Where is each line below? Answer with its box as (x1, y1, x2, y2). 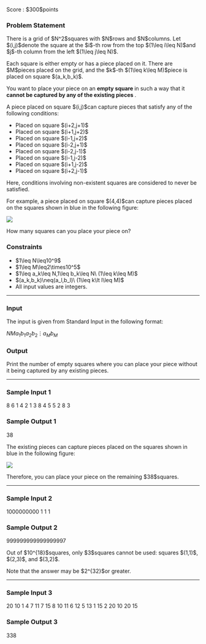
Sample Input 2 (6, 494, 52, 502)
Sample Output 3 (6, 618, 58, 626)
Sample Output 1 (6, 417, 56, 426)
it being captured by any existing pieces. (6, 367, 109, 374)
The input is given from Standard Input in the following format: (6, 318, 164, 325)
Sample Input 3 (6, 589, 53, 597)
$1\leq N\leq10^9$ (15, 256, 61, 264)
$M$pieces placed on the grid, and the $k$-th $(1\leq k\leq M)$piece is (6, 66, 188, 74)
